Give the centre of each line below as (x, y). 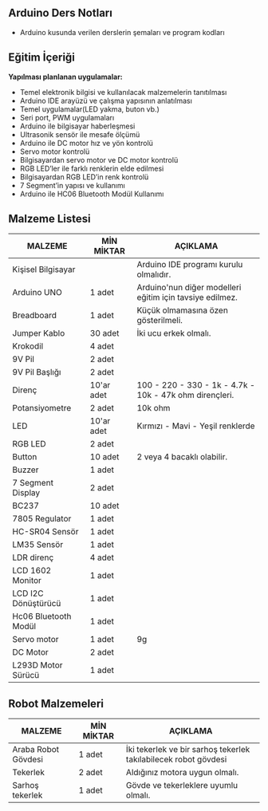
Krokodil (28, 346)
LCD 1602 (32, 571)
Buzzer (26, 470)
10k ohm (154, 408)
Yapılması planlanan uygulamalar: (66, 77)
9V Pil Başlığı (37, 372)
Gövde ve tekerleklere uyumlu (182, 785)
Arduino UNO (37, 293)
